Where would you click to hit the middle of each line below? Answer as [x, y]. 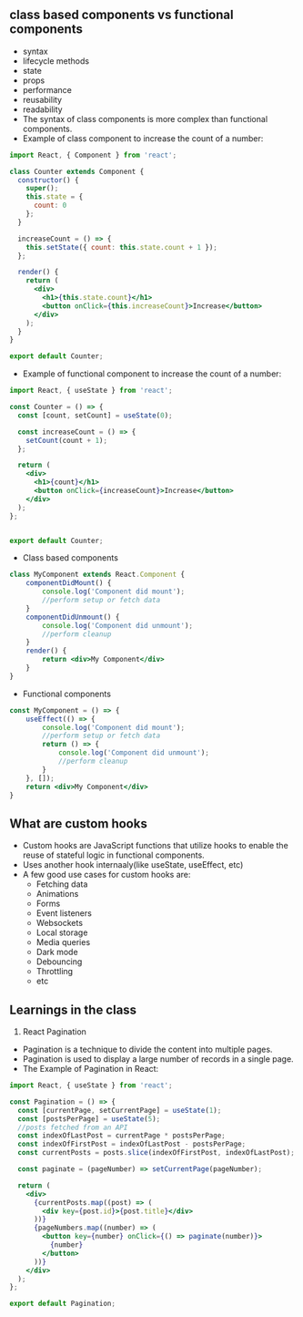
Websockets [60, 923]
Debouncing [59, 962]
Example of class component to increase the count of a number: [143, 138]
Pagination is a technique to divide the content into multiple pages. [147, 1049]
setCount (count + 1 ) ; [66, 440]
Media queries [63, 942]
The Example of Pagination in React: [91, 1069]
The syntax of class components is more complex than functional [145, 118]
